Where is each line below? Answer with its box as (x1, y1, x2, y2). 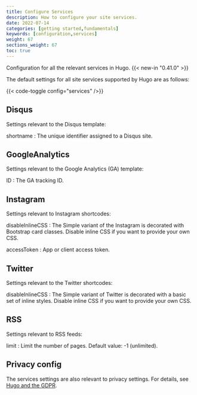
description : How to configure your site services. (6, 14, 137, 20)
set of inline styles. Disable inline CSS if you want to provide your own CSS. (6, 297, 192, 304)
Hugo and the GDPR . (6, 381, 57, 389)
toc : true (6, 48, 31, 54)
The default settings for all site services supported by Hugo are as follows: (6, 75, 190, 83)
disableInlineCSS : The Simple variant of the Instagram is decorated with (6, 222, 184, 229)
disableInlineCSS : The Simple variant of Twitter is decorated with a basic (6, 291, 186, 298)
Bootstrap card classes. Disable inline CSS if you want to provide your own (6, 228, 190, 235)
